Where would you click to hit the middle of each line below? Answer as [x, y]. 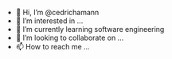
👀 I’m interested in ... [49, 21]
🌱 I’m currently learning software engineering [90, 29]
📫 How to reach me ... [53, 47]
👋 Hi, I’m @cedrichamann [57, 12]
